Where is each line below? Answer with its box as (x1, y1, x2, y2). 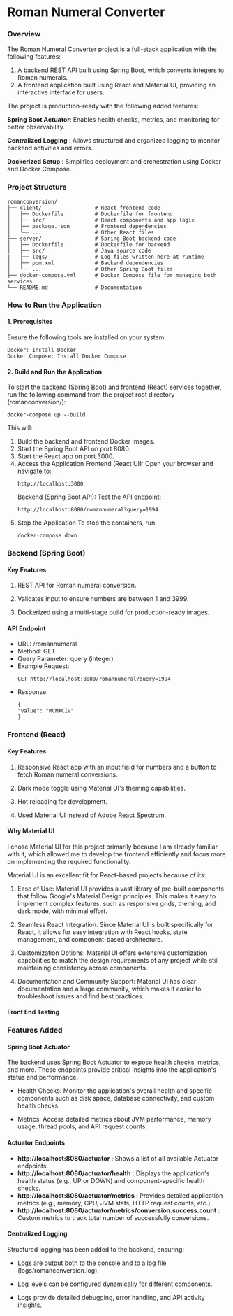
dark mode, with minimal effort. (17, 907, 108, 915)
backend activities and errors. (7, 144, 93, 153)
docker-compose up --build (7, 411, 86, 418)
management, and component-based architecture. (17, 935, 163, 943)
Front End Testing (7, 1008, 60, 1017)
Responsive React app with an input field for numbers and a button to (17, 763, 217, 771)
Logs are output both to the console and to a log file (17, 1259, 167, 1267)
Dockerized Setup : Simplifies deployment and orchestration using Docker (7, 157, 222, 166)
